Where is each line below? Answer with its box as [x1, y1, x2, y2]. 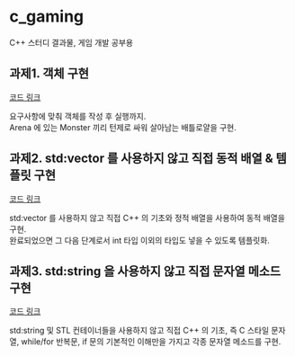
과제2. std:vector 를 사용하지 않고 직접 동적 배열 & [9, 151, 273, 166]
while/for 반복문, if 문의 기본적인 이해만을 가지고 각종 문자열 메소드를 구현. [21, 336, 282, 347]
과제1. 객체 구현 [9, 66, 90, 82]
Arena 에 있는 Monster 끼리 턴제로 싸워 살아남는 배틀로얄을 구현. [9, 121, 237, 132]
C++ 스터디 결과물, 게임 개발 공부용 [9, 37, 133, 48]
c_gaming [9, 6, 85, 27]
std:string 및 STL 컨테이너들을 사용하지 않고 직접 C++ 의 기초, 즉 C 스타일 [9, 325, 270, 336]
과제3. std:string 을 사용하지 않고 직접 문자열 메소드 [9, 263, 282, 279]
